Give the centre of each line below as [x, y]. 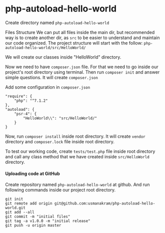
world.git [15, 208]
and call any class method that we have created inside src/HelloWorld [77, 156]
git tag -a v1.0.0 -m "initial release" [48, 221]
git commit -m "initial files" [38, 217]
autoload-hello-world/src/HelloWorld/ [45, 48]
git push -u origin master [33, 225]
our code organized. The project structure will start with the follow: [74, 43]
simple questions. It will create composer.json [52, 77]
